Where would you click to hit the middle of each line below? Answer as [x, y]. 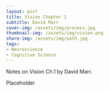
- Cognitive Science [31, 55]
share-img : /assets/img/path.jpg [47, 38]
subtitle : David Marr [33, 22]
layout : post [22, 11]
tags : [13, 44]
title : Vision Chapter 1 [36, 17]
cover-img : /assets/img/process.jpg [51, 28]
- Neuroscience [25, 50]
